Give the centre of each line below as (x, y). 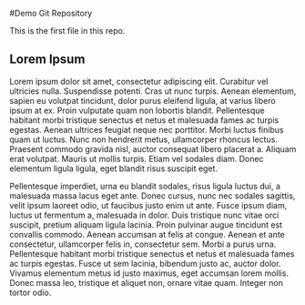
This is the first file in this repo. (67, 30)
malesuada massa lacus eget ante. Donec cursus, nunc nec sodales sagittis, (152, 196)
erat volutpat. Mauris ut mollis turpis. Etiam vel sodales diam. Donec (137, 158)
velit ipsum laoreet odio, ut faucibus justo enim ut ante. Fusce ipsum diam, (148, 205)
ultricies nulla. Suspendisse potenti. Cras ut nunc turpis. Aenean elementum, (153, 91)
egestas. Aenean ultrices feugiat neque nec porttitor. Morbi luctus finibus (147, 129)
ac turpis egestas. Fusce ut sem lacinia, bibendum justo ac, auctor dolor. (145, 263)
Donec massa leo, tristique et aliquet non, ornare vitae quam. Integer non (147, 282)
